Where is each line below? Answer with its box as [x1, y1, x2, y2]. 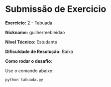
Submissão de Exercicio [5, 3, 107, 15]
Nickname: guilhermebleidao [5, 29, 65, 35]
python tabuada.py [5, 77, 43, 82]
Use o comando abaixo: [5, 68, 54, 74]
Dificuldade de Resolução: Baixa [5, 48, 73, 54]
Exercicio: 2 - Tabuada [5, 20, 53, 26]
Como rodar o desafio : [5, 58, 52, 64]
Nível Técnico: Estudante [5, 39, 57, 45]
